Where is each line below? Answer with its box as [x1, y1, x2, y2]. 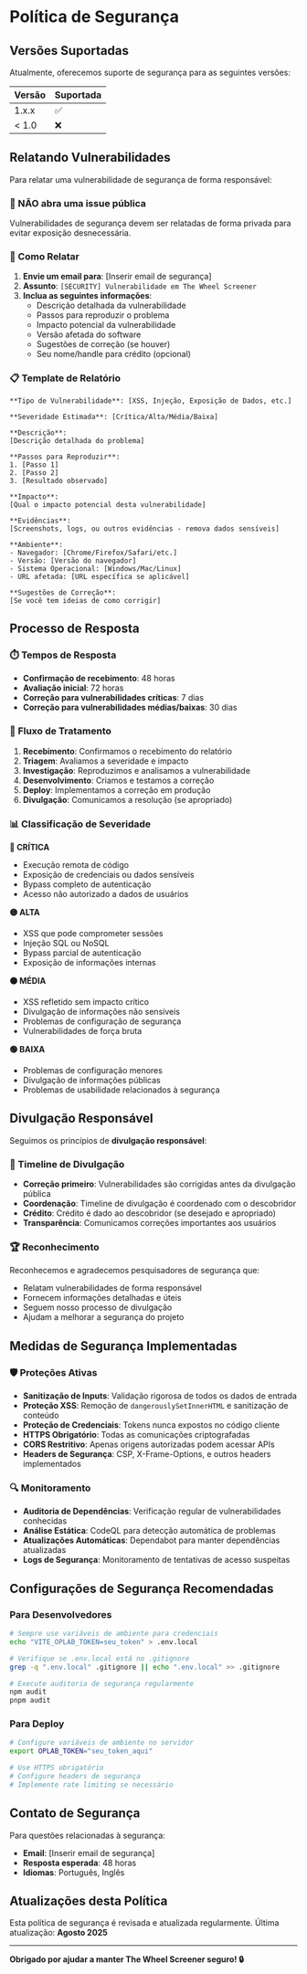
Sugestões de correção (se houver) [36, 339, 171, 350]
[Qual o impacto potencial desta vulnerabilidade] [9, 500, 206, 509]
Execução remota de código [22, 859, 130, 870]
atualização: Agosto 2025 [9, 1927, 108, 1938]
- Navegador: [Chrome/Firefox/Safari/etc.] [9, 548, 178, 557]
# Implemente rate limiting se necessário [9, 1779, 174, 1789]
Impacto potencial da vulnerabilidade [36, 320, 176, 331]
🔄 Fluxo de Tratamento [9, 724, 112, 737]
